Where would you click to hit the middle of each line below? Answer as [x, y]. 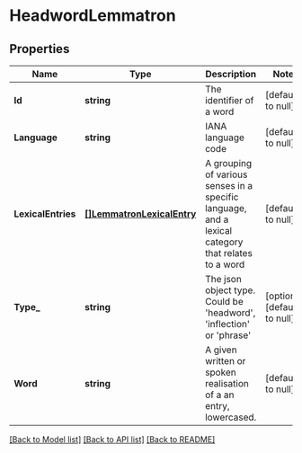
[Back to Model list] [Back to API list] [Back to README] [112, 440]
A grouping [229, 163]
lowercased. [231, 417]
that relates [229, 253]
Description [231, 74]
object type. [231, 290]
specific [222, 197]
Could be [225, 302]
